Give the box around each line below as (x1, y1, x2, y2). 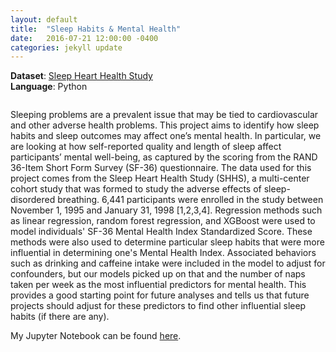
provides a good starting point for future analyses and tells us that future (10, 289, 310, 301)
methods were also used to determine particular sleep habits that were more (10, 236, 325, 248)
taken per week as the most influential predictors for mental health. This (10, 279, 307, 291)
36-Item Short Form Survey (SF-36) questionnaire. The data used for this (10, 162, 312, 174)
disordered (10, 194, 56, 206)
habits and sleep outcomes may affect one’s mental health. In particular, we (10, 130, 322, 142)
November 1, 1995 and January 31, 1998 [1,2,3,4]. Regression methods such (10, 204, 323, 216)
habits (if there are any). (10, 311, 110, 323)
